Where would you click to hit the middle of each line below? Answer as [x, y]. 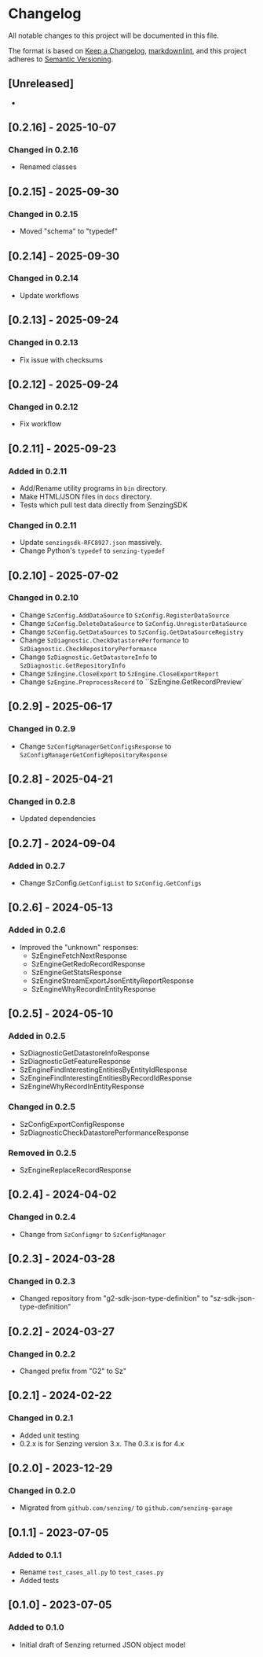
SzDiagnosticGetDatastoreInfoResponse [84, 1053]
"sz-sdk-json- [232, 1298]
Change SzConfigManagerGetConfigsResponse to [95, 746]
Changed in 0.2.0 [42, 1490]
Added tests [39, 1581]
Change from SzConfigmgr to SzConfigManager [93, 1234]
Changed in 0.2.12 [43, 407]
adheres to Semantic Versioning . [61, 59]
